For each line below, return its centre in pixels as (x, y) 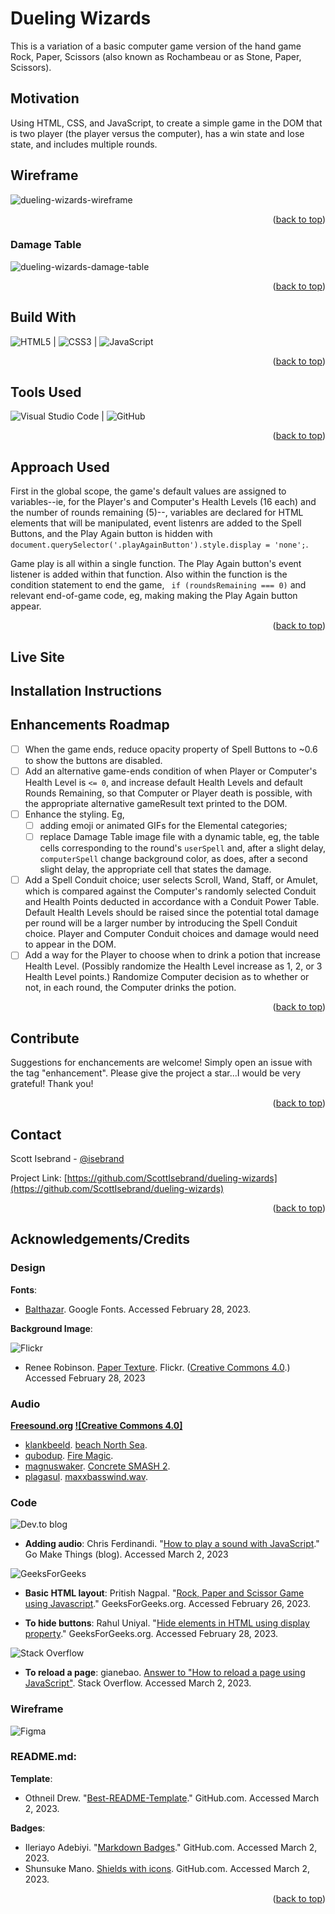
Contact (36, 1134)
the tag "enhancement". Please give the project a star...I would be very (156, 1073)
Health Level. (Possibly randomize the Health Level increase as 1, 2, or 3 (173, 966)
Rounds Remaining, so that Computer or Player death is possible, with (168, 793)
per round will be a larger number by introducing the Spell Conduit (161, 923)
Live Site (37, 657)
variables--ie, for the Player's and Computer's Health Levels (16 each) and (163, 502)
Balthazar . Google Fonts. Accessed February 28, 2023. (138, 1309)
